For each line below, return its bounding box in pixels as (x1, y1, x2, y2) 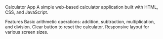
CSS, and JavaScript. (5, 9, 48, 15)
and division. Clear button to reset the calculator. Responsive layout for (5, 24, 150, 30)
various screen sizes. (5, 29, 48, 35)
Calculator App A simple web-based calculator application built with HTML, (5, 4, 158, 10)
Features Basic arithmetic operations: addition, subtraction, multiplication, (5, 19, 155, 24)
